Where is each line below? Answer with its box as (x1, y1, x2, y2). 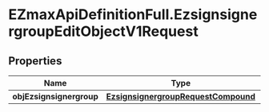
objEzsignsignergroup (12, 91, 98, 102)
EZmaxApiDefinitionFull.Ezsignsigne (8, 6, 258, 24)
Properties (8, 54, 62, 68)
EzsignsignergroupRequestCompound (106, 91, 256, 102)
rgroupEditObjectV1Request (8, 22, 199, 41)
